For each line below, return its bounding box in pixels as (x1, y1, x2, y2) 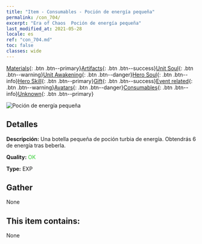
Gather (6, 182, 33, 193)
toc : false (6, 43, 34, 49)
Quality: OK (6, 153, 36, 160)
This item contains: (6, 216, 80, 226)
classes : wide (6, 48, 42, 54)
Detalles (6, 119, 38, 130)
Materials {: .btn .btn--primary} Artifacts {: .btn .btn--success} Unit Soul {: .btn (6, 64, 194, 72)
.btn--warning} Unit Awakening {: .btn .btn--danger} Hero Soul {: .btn (6, 70, 172, 78)
